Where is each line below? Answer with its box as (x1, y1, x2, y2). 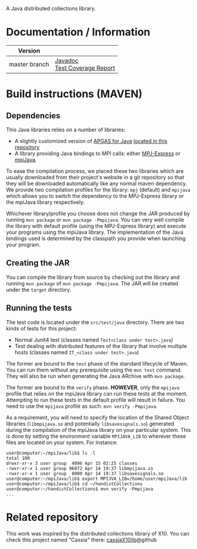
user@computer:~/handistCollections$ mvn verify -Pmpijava (6, 486, 154, 492)
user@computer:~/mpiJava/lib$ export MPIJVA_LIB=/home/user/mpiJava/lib (6, 476, 188, 482)
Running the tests (6, 303, 72, 313)
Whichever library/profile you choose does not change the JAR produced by (6, 210, 191, 217)
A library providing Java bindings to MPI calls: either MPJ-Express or (14, 149, 181, 157)
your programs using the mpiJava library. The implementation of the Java (6, 229, 184, 236)
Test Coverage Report (55, 64, 116, 72)
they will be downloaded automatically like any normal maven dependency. (6, 180, 188, 187)
